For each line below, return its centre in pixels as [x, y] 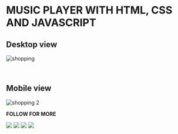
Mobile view [29, 88]
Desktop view [32, 44]
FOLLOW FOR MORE [31, 114]
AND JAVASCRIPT [51, 23]
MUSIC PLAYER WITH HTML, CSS [89, 10]
